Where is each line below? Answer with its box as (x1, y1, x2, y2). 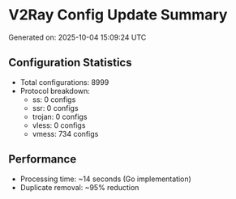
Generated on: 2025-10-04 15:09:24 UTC (8, 32, 147, 42)
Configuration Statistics (8, 56, 132, 70)
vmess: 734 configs (32, 129, 99, 138)
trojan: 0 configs (32, 112, 88, 121)
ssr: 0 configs (32, 103, 79, 112)
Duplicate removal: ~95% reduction (19, 182, 139, 192)
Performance (8, 152, 77, 167)
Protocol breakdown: (19, 86, 91, 95)
